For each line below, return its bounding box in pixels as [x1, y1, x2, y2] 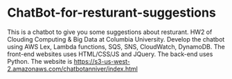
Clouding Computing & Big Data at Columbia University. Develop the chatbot [7, 35, 225, 43]
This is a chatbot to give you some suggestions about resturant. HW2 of [7, 28, 213, 36]
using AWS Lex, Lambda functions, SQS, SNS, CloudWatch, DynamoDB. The [7, 42, 225, 51]
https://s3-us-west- [73, 57, 130, 65]
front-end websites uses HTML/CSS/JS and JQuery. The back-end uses [7, 50, 213, 58]
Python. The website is [7, 57, 73, 65]
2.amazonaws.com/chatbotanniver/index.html [7, 64, 139, 73]
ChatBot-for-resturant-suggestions [7, 5, 216, 21]
